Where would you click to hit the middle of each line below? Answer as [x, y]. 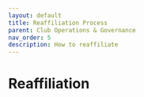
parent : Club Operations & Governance [72, 30]
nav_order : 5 [30, 37]
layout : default [35, 15]
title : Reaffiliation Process [58, 23]
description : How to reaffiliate [63, 45]
